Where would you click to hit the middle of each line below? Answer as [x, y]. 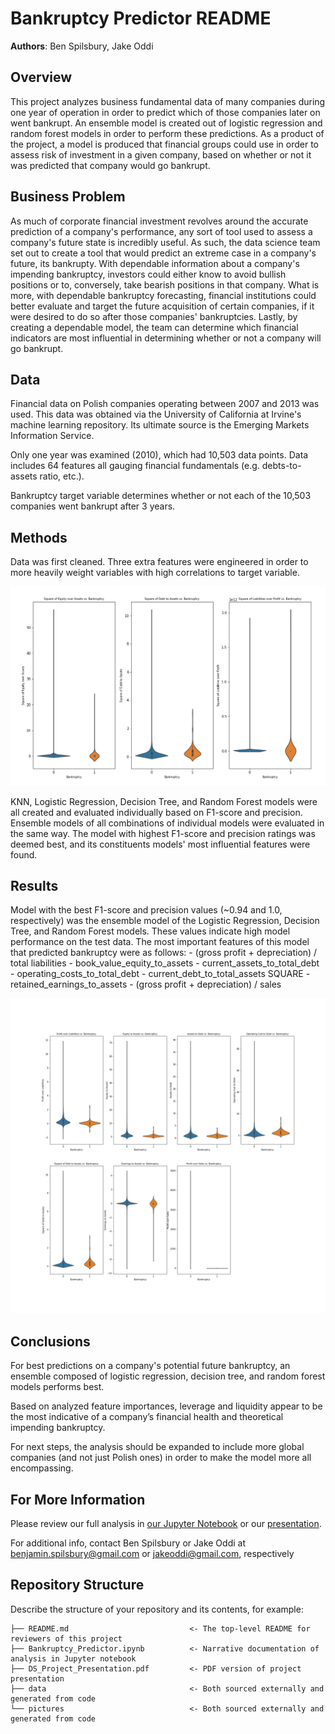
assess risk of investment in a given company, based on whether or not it [161, 154]
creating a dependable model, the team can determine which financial [154, 327]
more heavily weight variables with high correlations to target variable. [155, 573]
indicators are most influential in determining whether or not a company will [166, 338]
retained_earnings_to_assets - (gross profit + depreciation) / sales [146, 984]
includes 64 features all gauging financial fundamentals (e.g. [135, 466]
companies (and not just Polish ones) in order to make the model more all [161, 1458]
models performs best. [57, 1387]
